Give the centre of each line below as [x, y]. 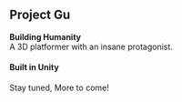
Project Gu [40, 15]
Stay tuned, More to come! [59, 88]
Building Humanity [45, 36]
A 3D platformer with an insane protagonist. [91, 46]
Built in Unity [34, 67]
